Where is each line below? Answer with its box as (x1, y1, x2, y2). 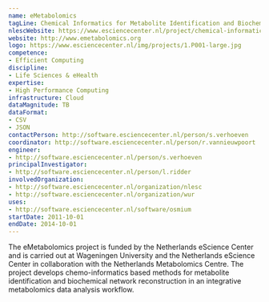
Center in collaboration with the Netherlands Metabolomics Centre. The (8, 260, 244, 269)
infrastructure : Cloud (8, 94, 84, 102)
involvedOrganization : (8, 175, 84, 184)
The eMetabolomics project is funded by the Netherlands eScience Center (8, 242, 254, 252)
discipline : (8, 64, 48, 72)
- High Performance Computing (8, 86, 110, 95)
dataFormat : (8, 109, 48, 117)
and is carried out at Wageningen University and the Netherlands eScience (8, 251, 255, 260)
